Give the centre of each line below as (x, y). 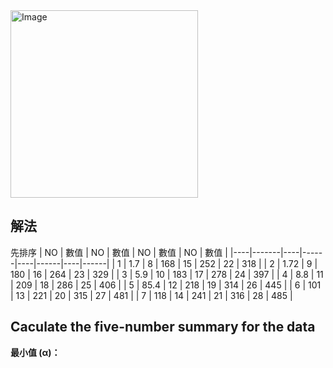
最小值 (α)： (35, 352)
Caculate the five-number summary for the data (163, 327)
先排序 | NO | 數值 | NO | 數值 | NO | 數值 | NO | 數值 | (119, 252)
